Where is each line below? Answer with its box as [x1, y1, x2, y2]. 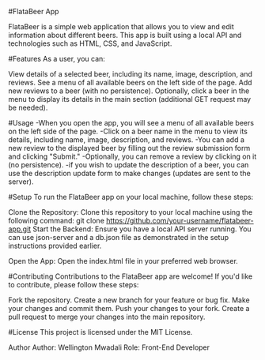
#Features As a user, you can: [8, 54, 105, 63]
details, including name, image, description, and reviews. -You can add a [8, 135, 245, 144]
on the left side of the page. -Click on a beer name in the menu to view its [8, 126, 248, 136]
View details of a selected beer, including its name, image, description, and [8, 69, 253, 78]
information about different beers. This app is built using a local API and [8, 31, 242, 39]
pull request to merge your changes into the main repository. [8, 312, 206, 321]
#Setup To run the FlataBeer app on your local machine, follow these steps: [8, 193, 254, 201]
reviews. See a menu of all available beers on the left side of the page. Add [8, 78, 252, 87]
